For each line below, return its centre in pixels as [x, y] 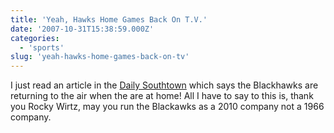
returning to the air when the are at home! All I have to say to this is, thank [162, 96]
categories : [35, 38]
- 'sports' [42, 47]
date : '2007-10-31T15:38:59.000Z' [82, 29]
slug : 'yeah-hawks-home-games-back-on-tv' [100, 57]
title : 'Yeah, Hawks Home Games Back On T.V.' [109, 19]
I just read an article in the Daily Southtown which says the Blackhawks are [164, 85]
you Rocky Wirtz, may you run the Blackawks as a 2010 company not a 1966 [167, 107]
